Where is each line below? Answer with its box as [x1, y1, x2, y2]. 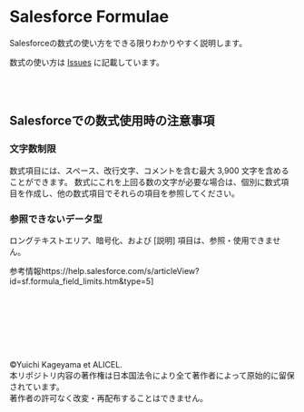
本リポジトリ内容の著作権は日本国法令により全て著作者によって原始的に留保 [9, 369, 295, 380]
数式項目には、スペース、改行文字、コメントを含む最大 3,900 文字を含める [9, 165, 289, 176]
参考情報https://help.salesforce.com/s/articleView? [9, 265, 200, 276]
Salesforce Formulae [9, 6, 170, 27]
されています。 [9, 381, 65, 392]
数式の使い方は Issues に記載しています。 [9, 56, 165, 67]
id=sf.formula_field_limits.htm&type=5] [9, 275, 154, 287]
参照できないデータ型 [9, 212, 103, 225]
